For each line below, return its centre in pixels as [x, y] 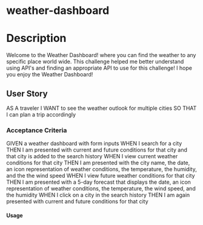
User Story [27, 94]
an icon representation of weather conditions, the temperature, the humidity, [101, 169]
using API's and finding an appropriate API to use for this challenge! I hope [99, 68]
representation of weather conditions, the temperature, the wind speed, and [101, 189]
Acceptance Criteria [37, 130]
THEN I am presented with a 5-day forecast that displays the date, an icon [98, 182]
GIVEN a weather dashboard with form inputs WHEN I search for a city [94, 144]
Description [36, 39]
